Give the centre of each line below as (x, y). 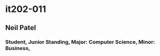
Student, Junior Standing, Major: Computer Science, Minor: (80, 42)
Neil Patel (21, 28)
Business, (18, 48)
